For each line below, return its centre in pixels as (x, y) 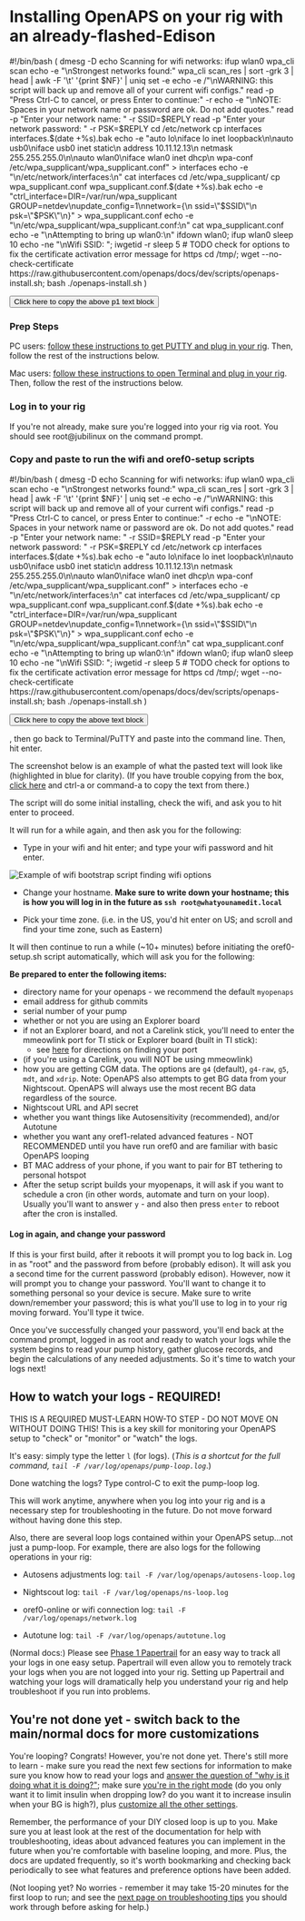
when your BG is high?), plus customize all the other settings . (124, 1804)
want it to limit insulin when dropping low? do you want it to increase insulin (151, 1794)
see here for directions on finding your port (117, 1049)
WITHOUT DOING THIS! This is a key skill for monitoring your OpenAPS (143, 1428)
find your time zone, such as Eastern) (93, 929)
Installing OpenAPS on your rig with (147, 17)
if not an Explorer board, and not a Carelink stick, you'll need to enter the (158, 1030)
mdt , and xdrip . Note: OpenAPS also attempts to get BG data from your (154, 1079)
